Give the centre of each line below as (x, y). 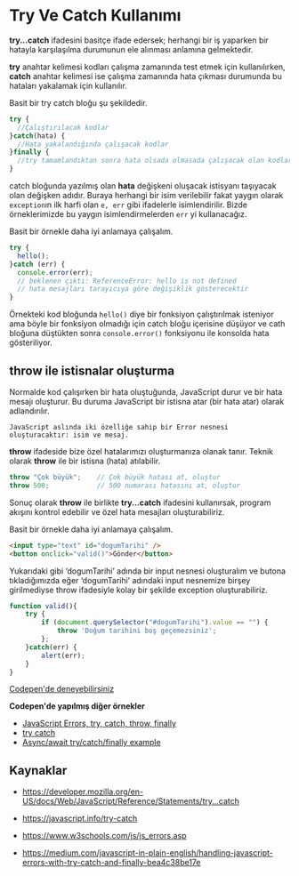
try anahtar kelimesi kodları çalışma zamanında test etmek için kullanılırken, (148, 67)
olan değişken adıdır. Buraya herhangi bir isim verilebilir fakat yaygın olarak (146, 196)
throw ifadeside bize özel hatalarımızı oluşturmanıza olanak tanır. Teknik (141, 451)
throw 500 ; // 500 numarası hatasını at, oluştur (125, 486)
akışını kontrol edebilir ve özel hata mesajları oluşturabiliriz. (117, 511)
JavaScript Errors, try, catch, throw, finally (99, 723)
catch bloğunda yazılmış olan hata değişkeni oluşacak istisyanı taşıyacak (143, 186)
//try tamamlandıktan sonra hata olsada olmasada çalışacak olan (141, 161)
